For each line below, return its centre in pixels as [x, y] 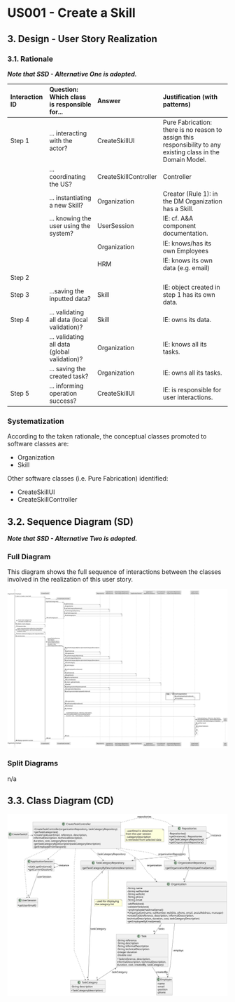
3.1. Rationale [30, 59]
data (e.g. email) [186, 267]
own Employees [186, 250]
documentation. [186, 234]
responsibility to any [192, 145]
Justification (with [191, 97]
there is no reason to [193, 129]
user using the [70, 226]
